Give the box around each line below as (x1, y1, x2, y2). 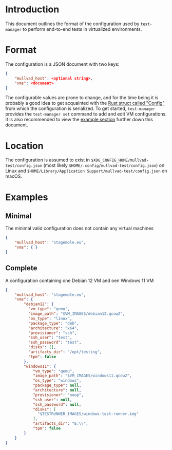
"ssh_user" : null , (32, 397, 72, 402)
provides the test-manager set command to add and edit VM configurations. (5, 111, 167, 117)
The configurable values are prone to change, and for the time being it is (5, 95, 159, 101)
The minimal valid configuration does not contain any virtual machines (5, 225, 154, 232)
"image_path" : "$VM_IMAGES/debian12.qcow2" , (28, 311, 125, 316)
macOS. (5, 173, 22, 179)
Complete (5, 264, 37, 273)
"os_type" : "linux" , (28, 316, 72, 321)
